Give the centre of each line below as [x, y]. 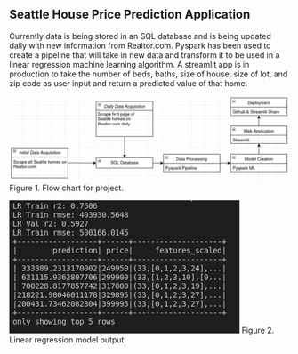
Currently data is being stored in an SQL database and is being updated [140, 36]
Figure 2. [258, 330]
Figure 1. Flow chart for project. [67, 188]
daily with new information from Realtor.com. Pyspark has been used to [140, 45]
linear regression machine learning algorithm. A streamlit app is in [129, 64]
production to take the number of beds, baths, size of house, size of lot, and [149, 74]
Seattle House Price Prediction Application [130, 15]
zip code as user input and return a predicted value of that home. [129, 83]
